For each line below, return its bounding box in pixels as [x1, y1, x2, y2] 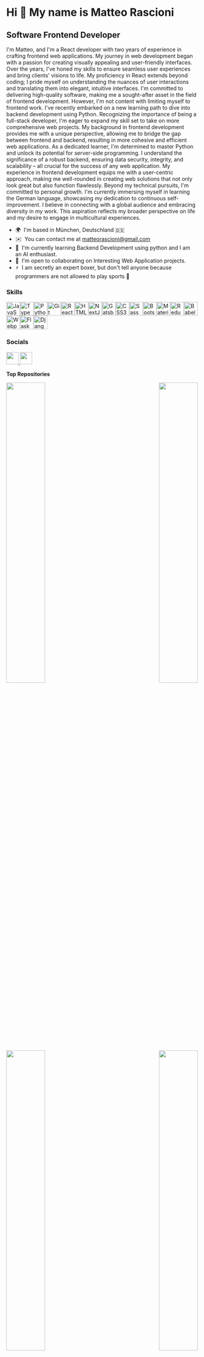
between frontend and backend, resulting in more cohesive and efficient [6, 136, 187, 144]
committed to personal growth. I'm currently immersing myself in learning [6, 188, 190, 195]
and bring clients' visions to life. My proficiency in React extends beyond [6, 72, 188, 79]
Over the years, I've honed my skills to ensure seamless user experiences [6, 65, 191, 72]
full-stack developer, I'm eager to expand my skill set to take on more [6, 117, 180, 124]
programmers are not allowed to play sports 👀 [15, 273, 130, 279]
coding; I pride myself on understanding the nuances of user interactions [6, 79, 189, 85]
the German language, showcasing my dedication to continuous [6, 195, 166, 202]
